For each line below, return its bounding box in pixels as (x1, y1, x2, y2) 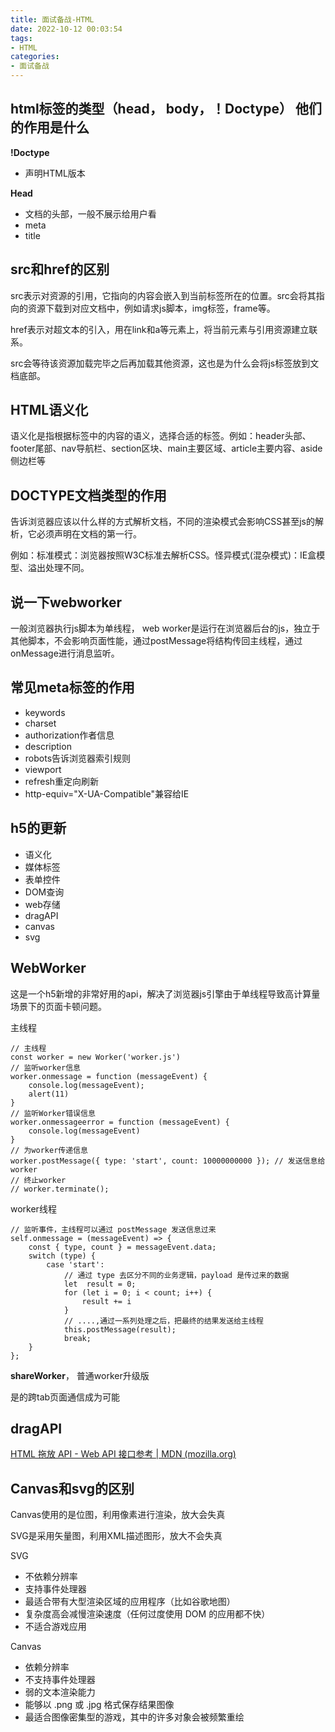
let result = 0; (63, 1279, 137, 1289)
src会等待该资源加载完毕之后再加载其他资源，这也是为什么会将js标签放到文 (10, 357, 320, 369)
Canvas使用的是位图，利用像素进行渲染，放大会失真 (10, 1509, 226, 1521)
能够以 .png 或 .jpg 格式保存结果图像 (24, 1699, 175, 1711)
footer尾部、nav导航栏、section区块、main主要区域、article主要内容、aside (10, 442, 323, 455)
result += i (81, 1296, 132, 1306)
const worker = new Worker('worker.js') (10, 1052, 182, 1062)
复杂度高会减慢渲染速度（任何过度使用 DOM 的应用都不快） (24, 1608, 271, 1620)
